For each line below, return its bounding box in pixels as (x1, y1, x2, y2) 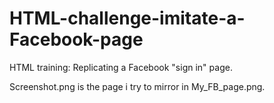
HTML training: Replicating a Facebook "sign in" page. (9, 61, 233, 73)
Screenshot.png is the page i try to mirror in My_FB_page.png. (9, 80, 266, 92)
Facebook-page (9, 28, 144, 51)
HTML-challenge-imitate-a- (9, 7, 246, 30)
